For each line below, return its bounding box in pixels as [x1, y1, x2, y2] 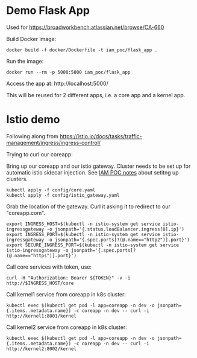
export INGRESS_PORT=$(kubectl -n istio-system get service [6, 231, 161, 237]
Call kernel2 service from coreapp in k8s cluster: [6, 324, 128, 331]
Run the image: [6, 57, 44, 65]
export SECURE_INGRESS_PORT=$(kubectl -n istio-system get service [6, 242, 180, 248]
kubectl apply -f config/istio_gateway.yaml [6, 192, 120, 198]
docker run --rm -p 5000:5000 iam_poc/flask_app [6, 69, 131, 75]
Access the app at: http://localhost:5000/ [6, 80, 108, 87]
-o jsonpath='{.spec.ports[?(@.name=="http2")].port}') [46, 237, 190, 243]
